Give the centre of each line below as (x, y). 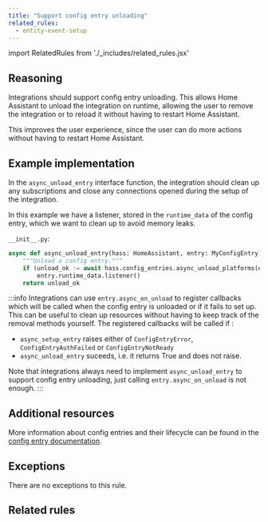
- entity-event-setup (51, 30)
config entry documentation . (55, 441)
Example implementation (72, 163)
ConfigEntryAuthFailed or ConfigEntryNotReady (97, 347)
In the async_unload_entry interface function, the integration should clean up (134, 183)
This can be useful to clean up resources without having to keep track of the (134, 315)
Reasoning (35, 78)
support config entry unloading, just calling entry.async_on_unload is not (128, 380)
